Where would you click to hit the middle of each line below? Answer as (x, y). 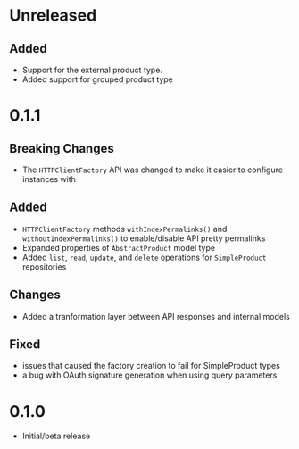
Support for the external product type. (92, 70)
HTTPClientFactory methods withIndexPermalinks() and (125, 229)
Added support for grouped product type (98, 79)
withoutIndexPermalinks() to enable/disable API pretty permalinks (144, 238)
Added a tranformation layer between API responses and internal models (156, 316)
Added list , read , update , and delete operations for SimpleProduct (144, 257)
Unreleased (53, 16)
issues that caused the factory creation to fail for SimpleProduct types (151, 366)
